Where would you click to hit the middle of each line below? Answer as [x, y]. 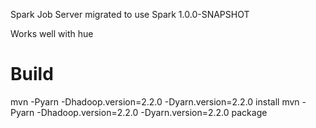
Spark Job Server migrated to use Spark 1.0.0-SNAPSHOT [130, 14]
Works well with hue [52, 33]
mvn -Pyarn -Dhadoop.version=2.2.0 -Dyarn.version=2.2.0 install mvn [155, 101]
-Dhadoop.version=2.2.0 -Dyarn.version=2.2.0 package [152, 112]
